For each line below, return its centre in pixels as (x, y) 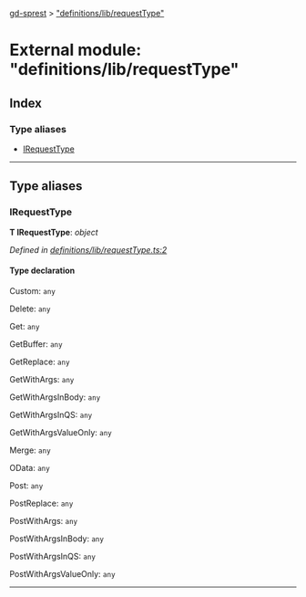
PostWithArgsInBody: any (57, 539)
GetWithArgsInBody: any (55, 397)
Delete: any (30, 309)
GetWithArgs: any (42, 379)
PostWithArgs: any (44, 520)
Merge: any (31, 450)
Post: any (26, 485)
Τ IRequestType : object (54, 232)
